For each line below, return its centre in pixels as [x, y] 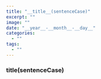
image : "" [18, 22]
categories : [21, 33]
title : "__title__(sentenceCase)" [48, 11]
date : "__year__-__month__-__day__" [51, 28]
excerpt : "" [21, 17]
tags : [13, 44]
